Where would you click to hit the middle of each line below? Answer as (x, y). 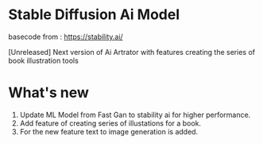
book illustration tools (44, 60)
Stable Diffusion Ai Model (94, 15)
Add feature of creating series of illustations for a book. (110, 123)
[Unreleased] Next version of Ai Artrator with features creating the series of (132, 52)
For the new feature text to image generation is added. (109, 131)
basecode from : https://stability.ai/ (66, 37)
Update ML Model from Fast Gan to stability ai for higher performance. (135, 115)
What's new (49, 93)
